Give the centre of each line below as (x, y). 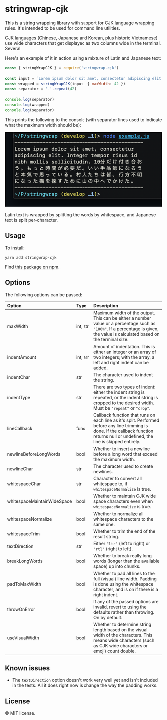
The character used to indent (123, 374)
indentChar (19, 377)
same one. (104, 524)
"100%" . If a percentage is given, (126, 329)
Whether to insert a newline (122, 449)
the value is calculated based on (127, 334)
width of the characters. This (123, 635)
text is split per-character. (32, 220)
